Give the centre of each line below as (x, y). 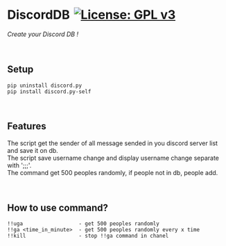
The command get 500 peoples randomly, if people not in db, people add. (113, 172)
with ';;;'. (19, 165)
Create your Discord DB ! (43, 34)
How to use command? (58, 207)
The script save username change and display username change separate (113, 158)
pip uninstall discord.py (44, 85)
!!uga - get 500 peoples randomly (83, 224)
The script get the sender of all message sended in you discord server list (113, 143)
